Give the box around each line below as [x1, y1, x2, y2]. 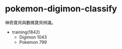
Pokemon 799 [19, 39, 47, 45]
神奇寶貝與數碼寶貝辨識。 [5, 20, 56, 25]
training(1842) [12, 29, 40, 35]
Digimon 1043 [19, 34, 47, 40]
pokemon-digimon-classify [5, 3, 117, 14]
